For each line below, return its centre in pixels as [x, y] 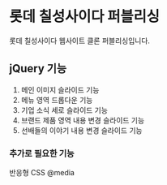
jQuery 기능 [38, 69]
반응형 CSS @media [42, 173]
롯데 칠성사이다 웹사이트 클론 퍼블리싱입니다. [80, 41]
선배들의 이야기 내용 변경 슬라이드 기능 [81, 130]
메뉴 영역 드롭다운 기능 [57, 100]
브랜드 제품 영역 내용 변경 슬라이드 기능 [83, 120]
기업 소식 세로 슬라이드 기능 [64, 110]
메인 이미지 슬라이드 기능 [60, 89]
